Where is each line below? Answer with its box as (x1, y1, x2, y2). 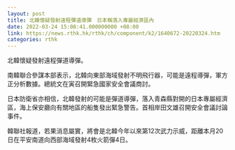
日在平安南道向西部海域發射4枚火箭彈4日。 (7, 135, 132, 144)
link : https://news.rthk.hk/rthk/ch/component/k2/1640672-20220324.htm (7, 29, 220, 37)
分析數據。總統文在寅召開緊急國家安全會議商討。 (13, 80, 155, 88)
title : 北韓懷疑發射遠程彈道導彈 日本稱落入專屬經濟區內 (7, 17, 155, 24)
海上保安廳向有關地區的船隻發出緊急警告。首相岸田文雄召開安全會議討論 (19, 103, 228, 112)
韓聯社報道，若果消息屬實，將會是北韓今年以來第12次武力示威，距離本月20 (7, 127, 224, 135)
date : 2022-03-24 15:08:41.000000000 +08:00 (7, 23, 139, 30)
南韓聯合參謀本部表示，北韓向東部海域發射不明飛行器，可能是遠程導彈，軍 (7, 71, 222, 80)
